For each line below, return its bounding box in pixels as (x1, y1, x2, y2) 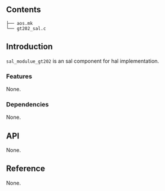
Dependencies (6, 100, 49, 108)
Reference (6, 164, 46, 174)
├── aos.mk (6, 20, 33, 26)
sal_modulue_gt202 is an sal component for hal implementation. (6, 57, 160, 64)
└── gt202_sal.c (6, 25, 46, 31)
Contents (6, 5, 41, 15)
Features (6, 72, 33, 80)
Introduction (6, 41, 53, 52)
